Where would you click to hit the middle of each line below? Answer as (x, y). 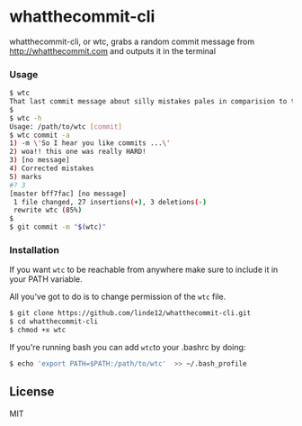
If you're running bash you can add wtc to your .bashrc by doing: (128, 348)
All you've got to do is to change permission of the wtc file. (118, 297)
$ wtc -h (26, 118)
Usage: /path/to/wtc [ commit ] (66, 127)
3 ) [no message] (40, 160)
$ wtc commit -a (40, 135)
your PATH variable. (46, 279)
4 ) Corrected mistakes (52, 168)
